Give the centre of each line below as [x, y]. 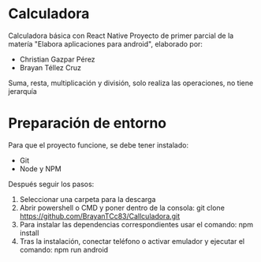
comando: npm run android [64, 249]
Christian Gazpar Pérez [58, 59]
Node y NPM [40, 168]
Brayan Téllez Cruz [50, 67]
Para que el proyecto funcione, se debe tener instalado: [99, 145]
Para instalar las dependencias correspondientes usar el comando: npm [136, 224]
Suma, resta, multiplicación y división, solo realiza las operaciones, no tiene [131, 83]
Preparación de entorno [88, 124]
